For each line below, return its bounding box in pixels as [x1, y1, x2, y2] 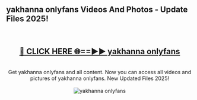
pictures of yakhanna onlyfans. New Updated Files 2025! [30, 75, 170, 82]
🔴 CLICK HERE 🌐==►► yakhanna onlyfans [19, 46, 180, 56]
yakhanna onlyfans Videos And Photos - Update [6, 5, 188, 15]
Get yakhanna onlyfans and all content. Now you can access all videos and [8, 68, 192, 75]
